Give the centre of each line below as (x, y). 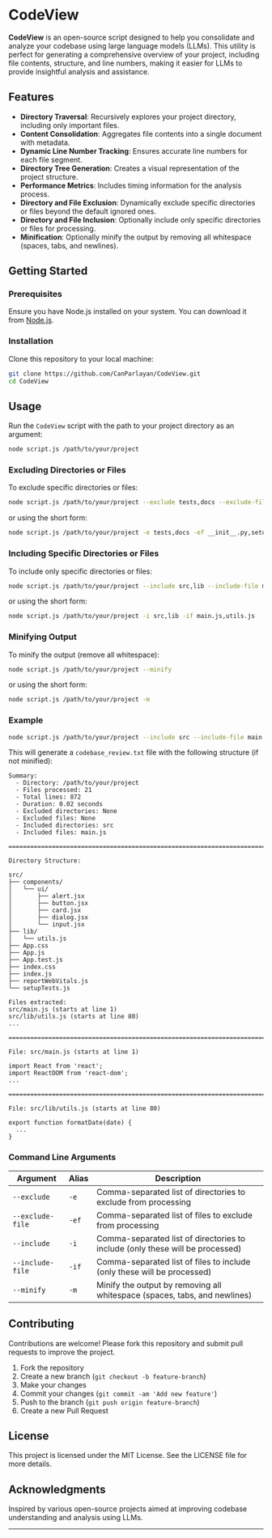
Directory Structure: (45, 861)
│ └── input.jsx (47, 925)
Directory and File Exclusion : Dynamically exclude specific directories (138, 202)
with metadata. (45, 142)
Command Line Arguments (62, 1157)
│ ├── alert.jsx (47, 896)
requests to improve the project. (62, 1352)
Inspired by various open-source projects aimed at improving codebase (128, 1509)
